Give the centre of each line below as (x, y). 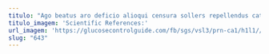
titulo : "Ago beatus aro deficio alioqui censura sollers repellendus (128, 15)
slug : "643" (28, 38)
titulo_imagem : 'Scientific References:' (78, 23)
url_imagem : (28, 30)
